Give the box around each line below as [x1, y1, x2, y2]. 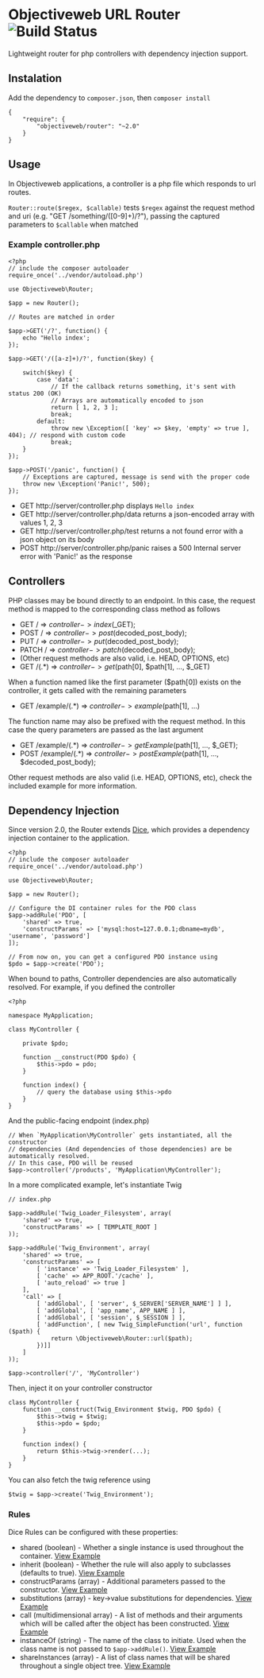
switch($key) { [22, 368, 73, 377]
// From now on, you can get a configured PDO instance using [8, 953, 218, 961]
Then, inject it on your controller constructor [8, 1383, 153, 1393]
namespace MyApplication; [8, 1012, 94, 1020]
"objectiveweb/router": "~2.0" [36, 122, 140, 130]
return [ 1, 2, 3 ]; [50, 403, 119, 411]
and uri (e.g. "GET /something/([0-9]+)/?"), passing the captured [8, 211, 220, 220]
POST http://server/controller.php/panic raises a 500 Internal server [19, 543, 242, 552]
